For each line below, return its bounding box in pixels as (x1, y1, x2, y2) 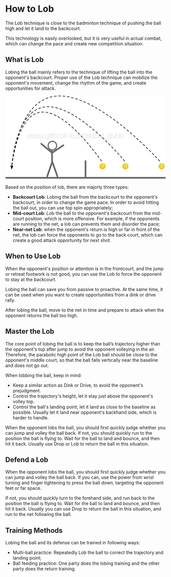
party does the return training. (12, 566, 76, 572)
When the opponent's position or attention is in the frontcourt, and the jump (5, 266, 164, 272)
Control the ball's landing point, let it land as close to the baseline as (12, 404, 156, 410)
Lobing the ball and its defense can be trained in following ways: (5, 540, 140, 546)
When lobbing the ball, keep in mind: (5, 372, 82, 378)
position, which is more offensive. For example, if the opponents (25, 215, 160, 222)
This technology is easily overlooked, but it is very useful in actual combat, (5, 35, 162, 41)
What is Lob (5, 56, 44, 64)
